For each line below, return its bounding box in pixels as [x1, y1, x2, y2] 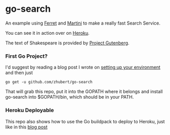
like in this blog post [5, 124, 48, 130]
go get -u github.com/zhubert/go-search [5, 80, 93, 85]
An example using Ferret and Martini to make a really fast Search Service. [5, 20, 160, 26]
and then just [5, 70, 33, 76]
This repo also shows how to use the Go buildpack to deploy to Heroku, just [5, 118, 165, 124]
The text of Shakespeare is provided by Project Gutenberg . [5, 39, 130, 46]
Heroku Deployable [5, 107, 54, 114]
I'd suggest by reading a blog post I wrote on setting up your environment [5, 64, 161, 71]
